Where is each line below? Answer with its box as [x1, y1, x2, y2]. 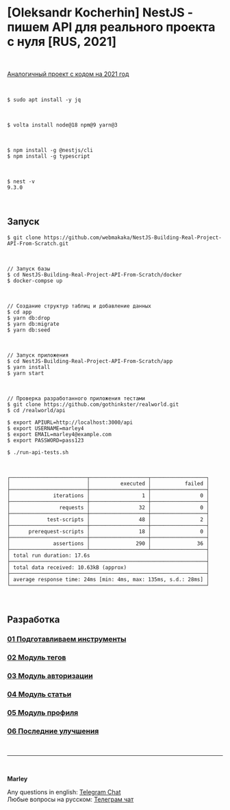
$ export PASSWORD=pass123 [7, 437, 84, 444]
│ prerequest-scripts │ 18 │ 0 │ [7, 528, 210, 535]
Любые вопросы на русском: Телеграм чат [7, 796, 134, 804]
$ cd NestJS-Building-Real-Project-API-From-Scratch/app [7, 357, 173, 364]
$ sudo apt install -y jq [7, 96, 81, 103]
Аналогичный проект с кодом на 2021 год [7, 70, 129, 78]
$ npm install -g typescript [7, 153, 90, 160]
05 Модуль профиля [7, 707, 79, 717]
